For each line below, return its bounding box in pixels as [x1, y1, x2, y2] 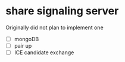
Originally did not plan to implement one [5, 24, 104, 31]
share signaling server [5, 4, 119, 18]
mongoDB [14, 35, 39, 42]
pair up [14, 42, 32, 49]
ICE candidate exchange [14, 49, 74, 56]
